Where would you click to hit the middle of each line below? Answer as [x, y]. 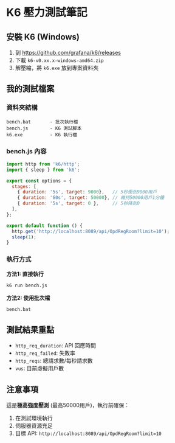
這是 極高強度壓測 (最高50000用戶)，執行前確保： [68, 405]
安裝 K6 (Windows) [43, 37]
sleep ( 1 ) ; [24, 237]
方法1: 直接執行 [25, 274]
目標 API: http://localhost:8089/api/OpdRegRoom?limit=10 [88, 433]
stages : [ [24, 186]
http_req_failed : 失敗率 [45, 353]
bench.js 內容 [26, 151]
